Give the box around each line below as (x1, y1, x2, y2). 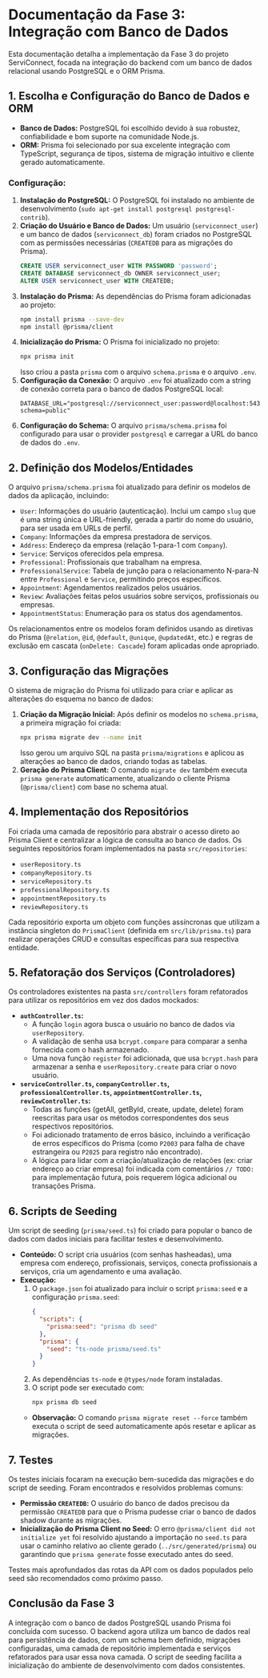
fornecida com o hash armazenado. (31, 1045, 150, 1055)
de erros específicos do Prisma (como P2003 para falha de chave (31, 1139, 246, 1149)
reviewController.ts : (19, 1096, 91, 1106)
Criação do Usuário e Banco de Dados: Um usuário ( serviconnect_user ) (19, 221, 258, 231)
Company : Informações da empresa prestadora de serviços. (19, 532, 212, 541)
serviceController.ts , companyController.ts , (19, 1079, 170, 1088)
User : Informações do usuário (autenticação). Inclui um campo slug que (19, 506, 256, 516)
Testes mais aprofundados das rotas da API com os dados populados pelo (8, 1564, 254, 1575)
